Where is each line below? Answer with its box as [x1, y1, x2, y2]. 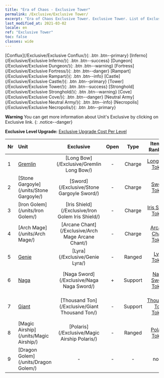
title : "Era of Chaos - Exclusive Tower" [5, 7, 91, 12]
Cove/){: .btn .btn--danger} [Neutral [48, 94, 121, 100]
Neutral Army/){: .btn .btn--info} [48, 99, 113, 105]
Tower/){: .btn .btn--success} [48, 84, 108, 89]
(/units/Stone [18, 187, 48, 194]
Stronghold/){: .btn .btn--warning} [48, 89, 117, 94]
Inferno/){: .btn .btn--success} [48, 57, 110, 64]
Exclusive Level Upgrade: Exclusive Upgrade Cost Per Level [5, 128, 127, 134]
